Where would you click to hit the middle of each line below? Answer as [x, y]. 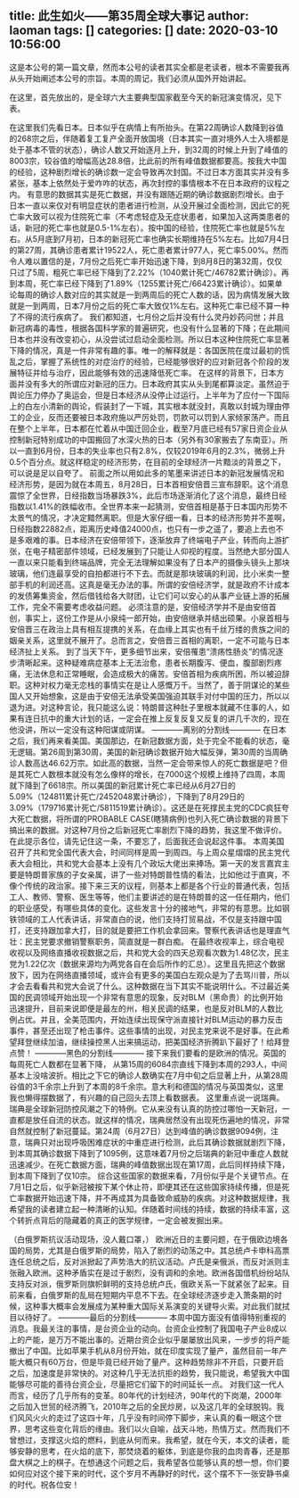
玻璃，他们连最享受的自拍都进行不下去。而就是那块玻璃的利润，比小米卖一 [145, 573]
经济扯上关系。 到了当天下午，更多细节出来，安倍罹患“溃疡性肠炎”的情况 [142, 651]
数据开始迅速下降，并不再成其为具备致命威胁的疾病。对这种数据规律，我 [157, 1197]
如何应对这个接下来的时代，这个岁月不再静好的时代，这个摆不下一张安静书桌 [149, 1473]
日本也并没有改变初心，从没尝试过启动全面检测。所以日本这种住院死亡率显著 [149, 339]
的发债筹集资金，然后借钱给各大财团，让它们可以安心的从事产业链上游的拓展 [149, 595]
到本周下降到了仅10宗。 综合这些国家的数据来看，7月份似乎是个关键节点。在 [149, 1175]
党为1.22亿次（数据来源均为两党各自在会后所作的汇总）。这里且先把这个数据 [147, 964]
